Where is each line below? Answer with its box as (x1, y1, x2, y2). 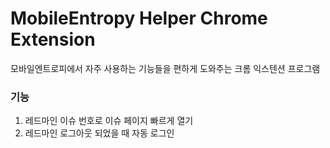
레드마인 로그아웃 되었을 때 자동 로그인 (24, 127, 175, 139)
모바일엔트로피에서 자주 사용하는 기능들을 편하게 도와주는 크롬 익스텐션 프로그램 (10, 62, 321, 74)
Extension (10, 28, 96, 51)
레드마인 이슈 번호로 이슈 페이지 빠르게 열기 (24, 115, 194, 127)
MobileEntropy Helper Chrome (10, 7, 268, 30)
